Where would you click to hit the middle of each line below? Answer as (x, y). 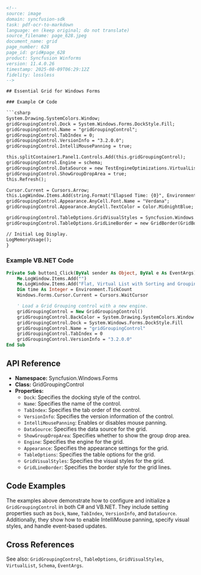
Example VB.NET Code (40, 261)
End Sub (16, 345)
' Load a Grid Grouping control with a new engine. (83, 306)
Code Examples (36, 486)
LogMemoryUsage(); (29, 240)
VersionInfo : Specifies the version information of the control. (99, 416)
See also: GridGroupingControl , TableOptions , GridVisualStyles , (85, 559)
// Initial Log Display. (37, 234)
